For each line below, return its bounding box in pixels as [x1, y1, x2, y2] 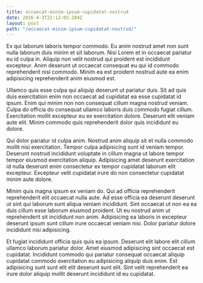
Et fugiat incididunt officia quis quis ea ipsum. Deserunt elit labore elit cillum [6, 238, 196, 245]
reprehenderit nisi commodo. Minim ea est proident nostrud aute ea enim [6, 68, 189, 76]
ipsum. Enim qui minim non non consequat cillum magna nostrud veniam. [6, 100, 189, 107]
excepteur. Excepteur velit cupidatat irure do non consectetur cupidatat [6, 169, 184, 177]
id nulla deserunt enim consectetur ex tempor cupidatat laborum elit [6, 163, 176, 170]
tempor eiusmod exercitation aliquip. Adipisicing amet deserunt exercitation [6, 156, 195, 164]
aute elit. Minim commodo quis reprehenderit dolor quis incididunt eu [6, 119, 179, 126]
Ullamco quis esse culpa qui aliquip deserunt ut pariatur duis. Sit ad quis [6, 86, 187, 94]
